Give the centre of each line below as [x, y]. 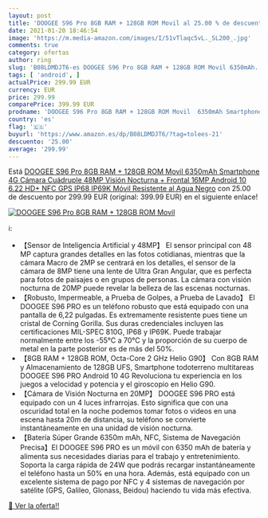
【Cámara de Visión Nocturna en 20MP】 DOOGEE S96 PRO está [127, 394]
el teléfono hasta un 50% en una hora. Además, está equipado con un [134, 473]
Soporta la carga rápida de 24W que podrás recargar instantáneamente [137, 465]
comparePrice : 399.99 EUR [51, 104]
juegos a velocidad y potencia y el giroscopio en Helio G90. [117, 384]
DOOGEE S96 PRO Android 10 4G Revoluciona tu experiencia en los [131, 376]
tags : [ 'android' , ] [44, 75]
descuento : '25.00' [41, 141]
